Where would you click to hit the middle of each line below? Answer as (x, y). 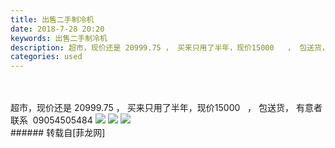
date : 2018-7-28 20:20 (57, 29)
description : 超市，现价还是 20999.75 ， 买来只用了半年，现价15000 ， (153, 47)
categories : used (46, 57)
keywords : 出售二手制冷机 (59, 38)
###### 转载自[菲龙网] (58, 133)
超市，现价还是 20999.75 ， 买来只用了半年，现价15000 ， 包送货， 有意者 (166, 108)
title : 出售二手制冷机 (52, 19)
